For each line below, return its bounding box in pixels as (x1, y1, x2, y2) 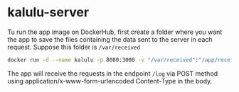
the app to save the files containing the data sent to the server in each (7, 35, 213, 43)
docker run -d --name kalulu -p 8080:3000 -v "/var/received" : (7, 56, 199, 64)
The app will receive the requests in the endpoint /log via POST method (7, 69, 218, 78)
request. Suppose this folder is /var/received (7, 42, 141, 51)
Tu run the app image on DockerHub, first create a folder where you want (7, 28, 223, 36)
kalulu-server (7, 4, 90, 21)
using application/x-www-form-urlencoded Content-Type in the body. (7, 76, 213, 85)
